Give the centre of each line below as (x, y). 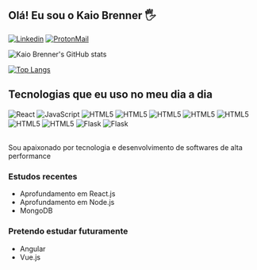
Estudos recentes (43, 176)
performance (30, 156)
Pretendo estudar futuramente (68, 231)
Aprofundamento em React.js (67, 194)
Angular (33, 249)
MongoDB (36, 210)
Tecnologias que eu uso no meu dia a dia (110, 95)
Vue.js (30, 257)
